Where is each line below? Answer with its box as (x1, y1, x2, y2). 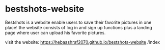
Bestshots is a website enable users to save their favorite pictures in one (5, 19, 152, 25)
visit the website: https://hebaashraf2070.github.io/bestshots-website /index (5, 39, 160, 45)
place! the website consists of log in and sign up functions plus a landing (5, 24, 152, 30)
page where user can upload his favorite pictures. (5, 30, 106, 35)
